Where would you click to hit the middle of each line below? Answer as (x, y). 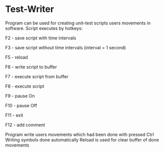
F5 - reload (17, 57)
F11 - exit (14, 115)
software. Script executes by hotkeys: (44, 28)
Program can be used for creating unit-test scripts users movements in (78, 23)
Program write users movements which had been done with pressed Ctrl (80, 134)
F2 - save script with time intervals (41, 38)
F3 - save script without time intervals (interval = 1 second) (66, 47)
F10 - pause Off (21, 105)
